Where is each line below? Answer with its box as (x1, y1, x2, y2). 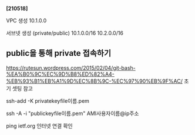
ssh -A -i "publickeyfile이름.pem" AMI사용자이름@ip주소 (6, 110, 139, 117)
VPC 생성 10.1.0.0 (6, 17, 47, 24)
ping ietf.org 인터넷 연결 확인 (6, 122, 73, 129)
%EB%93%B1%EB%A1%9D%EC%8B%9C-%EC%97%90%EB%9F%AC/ (6, 77, 183, 85)
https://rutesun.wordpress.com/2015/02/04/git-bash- (6, 64, 136, 71)
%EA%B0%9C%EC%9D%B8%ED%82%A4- (6, 70, 115, 77)
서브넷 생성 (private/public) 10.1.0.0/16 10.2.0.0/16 (6, 29, 123, 36)
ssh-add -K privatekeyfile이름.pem (6, 97, 90, 104)
